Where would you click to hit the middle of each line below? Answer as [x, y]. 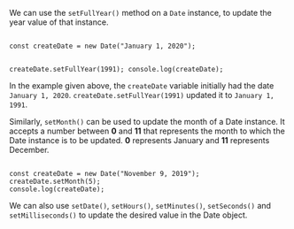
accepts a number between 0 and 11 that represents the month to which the [147, 131]
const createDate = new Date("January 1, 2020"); [103, 46]
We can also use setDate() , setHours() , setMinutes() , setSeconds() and [140, 206]
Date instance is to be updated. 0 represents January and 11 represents [139, 140]
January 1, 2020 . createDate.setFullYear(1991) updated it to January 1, [142, 95]
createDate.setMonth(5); [55, 181]
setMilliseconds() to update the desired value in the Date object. [128, 215]
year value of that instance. [59, 22]
